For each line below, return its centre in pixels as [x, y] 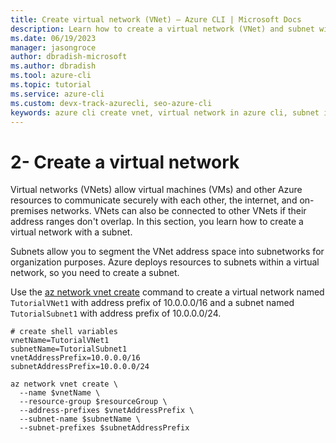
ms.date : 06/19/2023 [53, 38]
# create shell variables [64, 332]
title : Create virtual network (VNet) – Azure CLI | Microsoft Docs [156, 19]
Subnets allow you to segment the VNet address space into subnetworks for [167, 252]
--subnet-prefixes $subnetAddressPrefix [104, 428]
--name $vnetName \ [60, 393]
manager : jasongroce [53, 47]
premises [29, 211]
